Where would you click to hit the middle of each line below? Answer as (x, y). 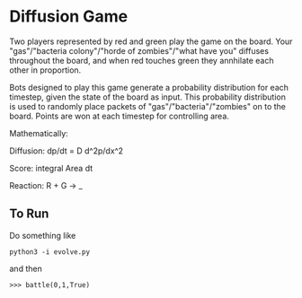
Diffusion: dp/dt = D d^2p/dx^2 (67, 151)
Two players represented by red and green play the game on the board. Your (151, 41)
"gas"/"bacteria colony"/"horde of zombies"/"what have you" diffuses (139, 50)
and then (26, 268)
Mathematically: (39, 133)
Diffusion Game (69, 17)
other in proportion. (45, 70)
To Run (29, 214)
